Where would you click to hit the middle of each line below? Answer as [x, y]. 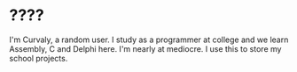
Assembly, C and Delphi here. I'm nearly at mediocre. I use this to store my [145, 48]
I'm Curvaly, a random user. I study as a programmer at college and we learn [149, 40]
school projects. [39, 58]
